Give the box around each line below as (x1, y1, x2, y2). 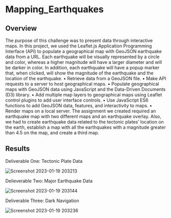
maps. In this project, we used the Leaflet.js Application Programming (5, 43, 152, 49)
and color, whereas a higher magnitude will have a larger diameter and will (5, 59, 162, 65)
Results (5, 144, 30, 153)
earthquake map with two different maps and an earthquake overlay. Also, (5, 113, 161, 119)
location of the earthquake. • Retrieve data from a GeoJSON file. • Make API (5, 76, 166, 81)
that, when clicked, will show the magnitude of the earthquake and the (5, 70, 154, 76)
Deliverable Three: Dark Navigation (5, 198, 79, 204)
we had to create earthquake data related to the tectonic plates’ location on (5, 119, 164, 125)
